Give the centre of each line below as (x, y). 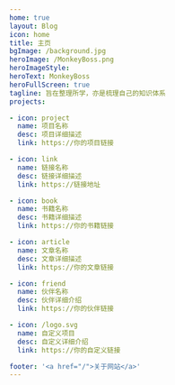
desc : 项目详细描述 (50, 135)
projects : (28, 101)
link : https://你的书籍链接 (66, 226)
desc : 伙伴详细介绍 (50, 300)
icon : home (30, 34)
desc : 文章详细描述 (50, 259)
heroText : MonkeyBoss (50, 77)
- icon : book (34, 201)
